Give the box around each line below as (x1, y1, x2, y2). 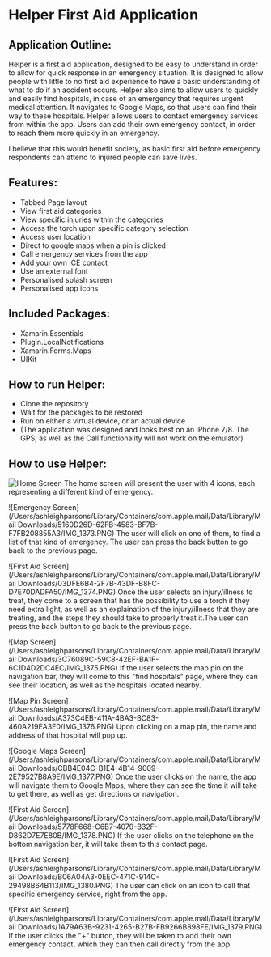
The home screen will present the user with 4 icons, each (63, 478, 256, 488)
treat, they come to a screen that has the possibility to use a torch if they (8, 596, 250, 606)
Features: (8, 176, 58, 189)
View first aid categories (19, 206, 102, 215)
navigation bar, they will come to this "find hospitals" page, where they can (8, 672, 259, 682)
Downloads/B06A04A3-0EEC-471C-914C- (17, 872, 160, 882)
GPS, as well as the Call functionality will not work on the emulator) (19, 433, 244, 443)
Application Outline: (8, 38, 112, 52)
